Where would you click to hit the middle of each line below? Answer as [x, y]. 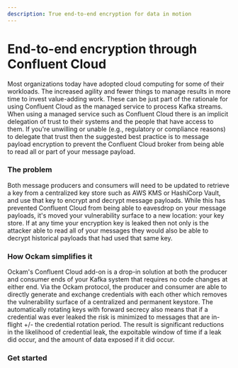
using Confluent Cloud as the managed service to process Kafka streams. [115, 106]
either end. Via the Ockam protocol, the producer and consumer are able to [117, 287]
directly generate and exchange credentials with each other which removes [118, 294]
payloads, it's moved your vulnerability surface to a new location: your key [116, 215]
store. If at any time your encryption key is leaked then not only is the [108, 223]
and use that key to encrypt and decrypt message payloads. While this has [117, 200]
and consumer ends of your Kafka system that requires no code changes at [118, 279]
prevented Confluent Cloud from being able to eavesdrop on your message [117, 208]
